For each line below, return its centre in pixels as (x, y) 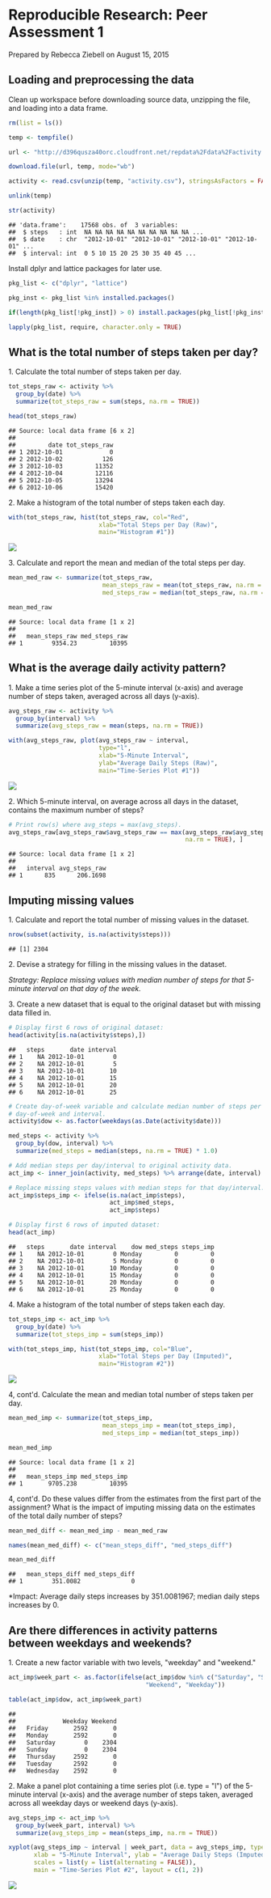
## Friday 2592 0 (63, 1728)
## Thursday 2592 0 (63, 1756)
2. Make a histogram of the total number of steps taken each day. (117, 502)
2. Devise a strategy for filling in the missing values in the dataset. (118, 964)
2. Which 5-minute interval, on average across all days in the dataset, (123, 801)
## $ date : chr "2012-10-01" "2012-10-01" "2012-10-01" (115, 239)
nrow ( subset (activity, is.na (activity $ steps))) (90, 935)
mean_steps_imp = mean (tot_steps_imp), (169, 1426)
